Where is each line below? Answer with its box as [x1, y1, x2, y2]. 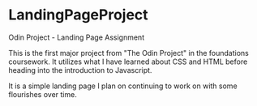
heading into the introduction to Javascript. [8, 65, 152, 74]
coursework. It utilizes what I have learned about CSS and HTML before [8, 57, 248, 66]
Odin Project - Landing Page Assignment [8, 32, 144, 42]
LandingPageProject [8, 6, 148, 24]
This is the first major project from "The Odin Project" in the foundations [8, 48, 249, 57]
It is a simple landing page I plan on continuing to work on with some [8, 81, 238, 91]
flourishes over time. [8, 89, 77, 99]
